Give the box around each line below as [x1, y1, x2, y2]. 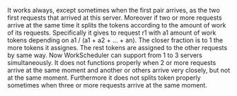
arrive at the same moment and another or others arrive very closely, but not [7, 66, 231, 74]
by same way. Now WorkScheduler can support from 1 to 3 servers [7, 51, 203, 59]
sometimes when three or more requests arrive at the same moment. [7, 81, 207, 89]
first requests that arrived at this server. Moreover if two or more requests [7, 13, 222, 22]
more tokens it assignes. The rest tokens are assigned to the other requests [7, 44, 228, 52]
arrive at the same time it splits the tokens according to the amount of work [7, 21, 226, 29]
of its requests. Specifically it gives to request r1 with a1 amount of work [7, 28, 216, 37]
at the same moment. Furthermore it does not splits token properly [7, 73, 201, 82]
